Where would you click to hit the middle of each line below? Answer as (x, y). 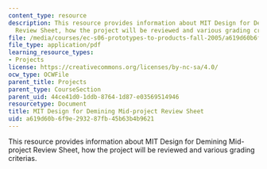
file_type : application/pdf (55, 45)
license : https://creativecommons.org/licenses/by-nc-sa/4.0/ (113, 67)
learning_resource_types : (51, 52)
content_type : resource (48, 15)
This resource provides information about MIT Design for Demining (118, 141)
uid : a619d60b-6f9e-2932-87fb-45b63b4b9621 (81, 119)
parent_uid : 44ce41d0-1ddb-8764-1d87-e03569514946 (94, 97)
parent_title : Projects (48, 82)
